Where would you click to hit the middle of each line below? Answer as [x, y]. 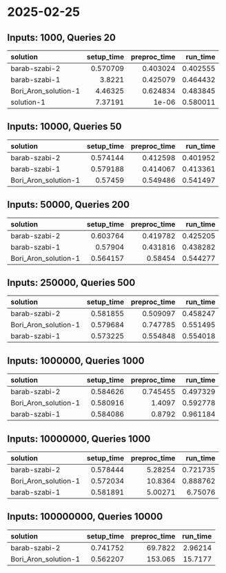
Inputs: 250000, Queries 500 [71, 283]
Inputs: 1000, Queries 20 [61, 38]
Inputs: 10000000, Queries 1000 [79, 439]
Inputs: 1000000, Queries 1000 [76, 361]
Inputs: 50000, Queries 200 [69, 205]
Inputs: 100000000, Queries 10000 [85, 517]
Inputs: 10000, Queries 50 [64, 127]
